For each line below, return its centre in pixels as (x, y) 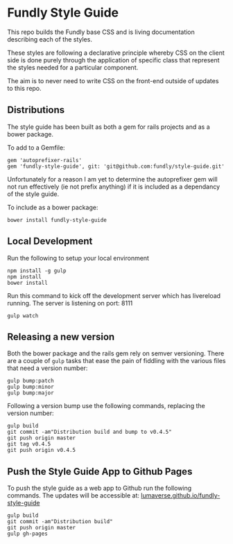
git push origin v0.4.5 (42, 450)
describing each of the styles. (50, 39)
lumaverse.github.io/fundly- (181, 495)
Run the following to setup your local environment (78, 258)
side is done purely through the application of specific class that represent (113, 60)
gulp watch (23, 316)
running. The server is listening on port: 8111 (70, 303)
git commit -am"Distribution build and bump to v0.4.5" (89, 432)
